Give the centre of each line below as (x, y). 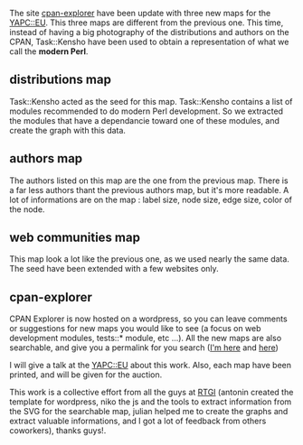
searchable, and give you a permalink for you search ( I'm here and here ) (144, 348)
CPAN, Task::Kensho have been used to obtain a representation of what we (149, 42)
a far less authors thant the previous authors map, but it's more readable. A (149, 190)
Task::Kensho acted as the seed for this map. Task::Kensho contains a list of (151, 101)
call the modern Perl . (49, 51)
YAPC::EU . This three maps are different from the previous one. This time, (147, 23)
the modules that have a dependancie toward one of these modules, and (145, 120)
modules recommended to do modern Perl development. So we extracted (146, 111)
